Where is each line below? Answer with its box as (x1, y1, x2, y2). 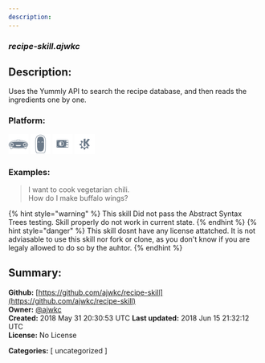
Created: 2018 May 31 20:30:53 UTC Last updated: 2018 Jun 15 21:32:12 (8, 313, 250, 323)
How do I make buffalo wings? (27, 193, 128, 202)
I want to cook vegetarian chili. (27, 185, 130, 194)
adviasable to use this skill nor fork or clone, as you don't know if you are (8, 234, 251, 244)
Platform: (8, 115, 46, 126)
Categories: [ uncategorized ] (8, 345, 108, 355)
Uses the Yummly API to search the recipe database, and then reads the (8, 87, 247, 96)
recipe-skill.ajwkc (8, 40, 80, 51)
